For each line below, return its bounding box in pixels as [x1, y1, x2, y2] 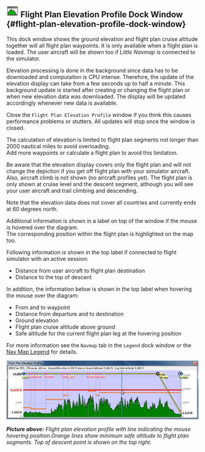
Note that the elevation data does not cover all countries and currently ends [6, 198, 196, 206]
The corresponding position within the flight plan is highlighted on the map [6, 230, 194, 238]
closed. [6, 124, 25, 131]
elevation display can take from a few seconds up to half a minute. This [6, 80, 185, 87]
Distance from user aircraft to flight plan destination [15, 266, 145, 274]
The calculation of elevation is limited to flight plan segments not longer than [6, 136, 199, 143]
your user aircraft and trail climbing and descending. [6, 187, 138, 194]
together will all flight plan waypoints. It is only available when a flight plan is [6, 42, 198, 49]
